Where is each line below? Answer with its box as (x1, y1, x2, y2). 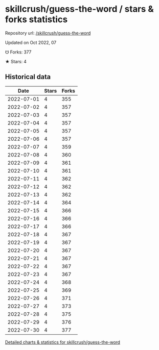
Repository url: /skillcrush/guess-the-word (5, 30, 91, 36)
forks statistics (5, 14, 68, 25)
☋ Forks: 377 (5, 49, 32, 55)
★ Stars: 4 (5, 58, 27, 64)
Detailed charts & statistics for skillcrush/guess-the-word (5, 339, 120, 345)
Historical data (5, 73, 51, 81)
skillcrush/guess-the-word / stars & (5, 3, 154, 15)
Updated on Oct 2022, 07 (5, 39, 57, 45)
